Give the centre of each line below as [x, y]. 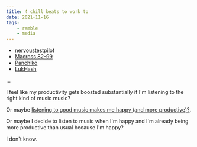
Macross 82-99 [34, 57]
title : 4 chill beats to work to [47, 12]
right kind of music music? [38, 99]
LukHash [25, 69]
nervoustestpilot [35, 50]
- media [26, 34]
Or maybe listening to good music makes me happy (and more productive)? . [99, 110]
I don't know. [22, 139]
